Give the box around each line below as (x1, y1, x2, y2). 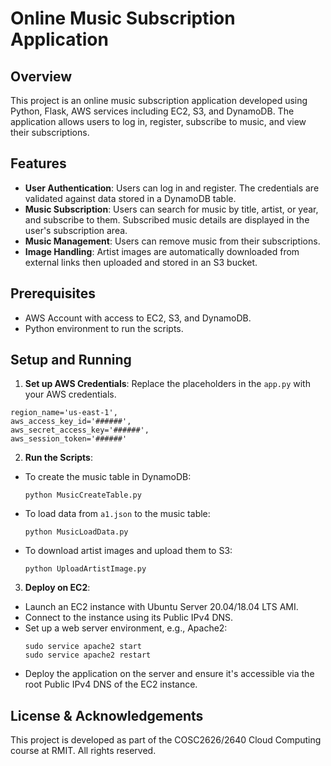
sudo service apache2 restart (24, 650, 152, 661)
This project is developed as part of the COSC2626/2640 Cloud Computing (10, 734, 322, 746)
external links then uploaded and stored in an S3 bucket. (24, 256, 258, 268)
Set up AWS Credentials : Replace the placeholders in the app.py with (24, 378, 311, 390)
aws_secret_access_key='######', (10, 425, 150, 436)
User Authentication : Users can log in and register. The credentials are (24, 182, 320, 194)
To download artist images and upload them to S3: (24, 545, 233, 557)
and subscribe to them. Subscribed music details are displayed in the (24, 213, 310, 226)
